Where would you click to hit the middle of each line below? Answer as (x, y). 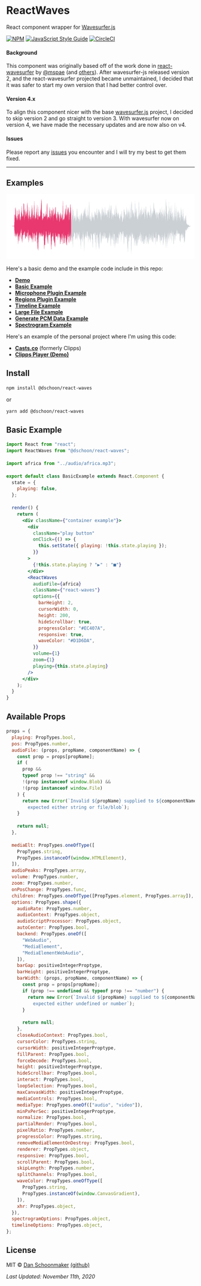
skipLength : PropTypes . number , (56, 1168)
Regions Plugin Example (45, 299)
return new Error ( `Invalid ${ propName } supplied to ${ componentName (109, 801)
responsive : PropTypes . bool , (53, 1156)
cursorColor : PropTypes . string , (57, 1042)
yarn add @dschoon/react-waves (45, 411)
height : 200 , (54, 615)
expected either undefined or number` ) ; (84, 1004)
